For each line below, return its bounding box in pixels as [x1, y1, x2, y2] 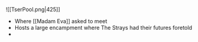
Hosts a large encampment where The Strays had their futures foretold [14, 24, 193, 31]
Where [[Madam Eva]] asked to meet [14, 18, 107, 24]
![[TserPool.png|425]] [5, 6, 60, 13]
